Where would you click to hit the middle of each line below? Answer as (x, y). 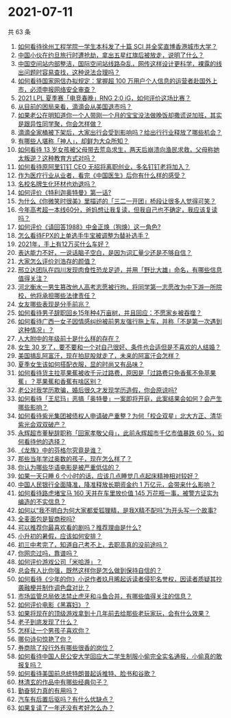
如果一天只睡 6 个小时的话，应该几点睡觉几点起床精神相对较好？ (108, 475)
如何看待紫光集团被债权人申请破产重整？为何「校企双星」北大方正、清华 (120, 416)
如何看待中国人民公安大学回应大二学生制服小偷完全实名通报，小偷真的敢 (120, 656)
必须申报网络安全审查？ (63, 89)
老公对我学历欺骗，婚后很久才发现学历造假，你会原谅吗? (97, 390)
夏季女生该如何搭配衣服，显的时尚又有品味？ (81, 364)
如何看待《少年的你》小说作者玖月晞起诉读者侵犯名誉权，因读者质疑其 (117, 579)
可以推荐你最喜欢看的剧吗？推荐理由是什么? (79, 527)
